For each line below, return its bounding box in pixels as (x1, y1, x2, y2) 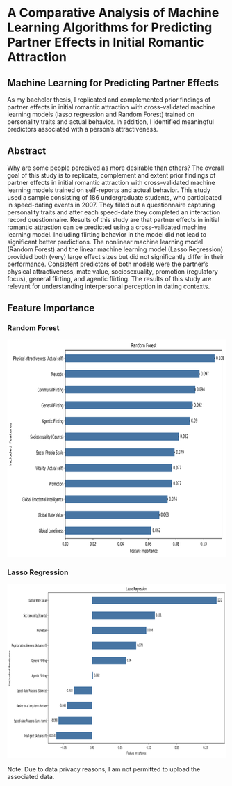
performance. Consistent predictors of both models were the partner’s (7, 260, 208, 268)
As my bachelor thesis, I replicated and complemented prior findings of (7, 95, 211, 104)
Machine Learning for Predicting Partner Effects (7, 77, 219, 88)
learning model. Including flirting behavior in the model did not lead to (7, 230, 207, 238)
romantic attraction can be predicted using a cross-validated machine (7, 223, 207, 231)
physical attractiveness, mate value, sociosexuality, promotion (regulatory (7, 267, 219, 276)
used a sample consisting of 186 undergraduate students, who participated (7, 193, 222, 201)
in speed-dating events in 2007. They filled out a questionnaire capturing (7, 201, 215, 209)
